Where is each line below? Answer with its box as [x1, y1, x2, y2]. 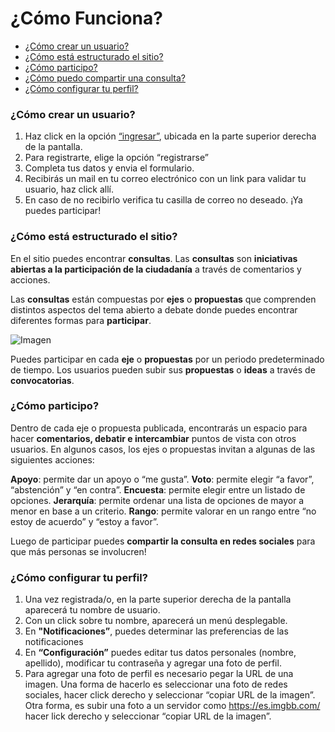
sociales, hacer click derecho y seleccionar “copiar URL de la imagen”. [24, 689, 316, 701]
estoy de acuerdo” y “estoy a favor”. [10, 515, 159, 527]
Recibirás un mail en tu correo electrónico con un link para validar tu [24, 173, 307, 185]
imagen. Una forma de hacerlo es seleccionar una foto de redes [24, 678, 288, 691]
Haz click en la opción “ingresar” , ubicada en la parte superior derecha [24, 130, 317, 142]
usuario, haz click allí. [24, 183, 115, 196]
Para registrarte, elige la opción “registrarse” [24, 152, 209, 164]
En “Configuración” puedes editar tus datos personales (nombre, [24, 647, 297, 659]
